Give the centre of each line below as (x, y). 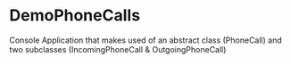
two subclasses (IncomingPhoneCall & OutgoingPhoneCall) (118, 49)
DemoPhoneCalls (75, 16)
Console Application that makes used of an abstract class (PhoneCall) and (146, 40)
